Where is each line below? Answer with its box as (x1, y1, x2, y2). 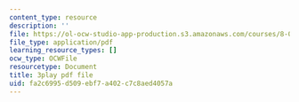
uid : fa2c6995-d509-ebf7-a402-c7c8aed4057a (9, 79, 174, 88)
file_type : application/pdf (9, 37, 114, 47)
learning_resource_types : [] (9, 46, 117, 55)
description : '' (9, 21, 69, 30)
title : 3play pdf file (9, 71, 93, 80)
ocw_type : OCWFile (9, 54, 77, 63)
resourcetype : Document (9, 63, 98, 72)
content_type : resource (9, 12, 98, 22)
